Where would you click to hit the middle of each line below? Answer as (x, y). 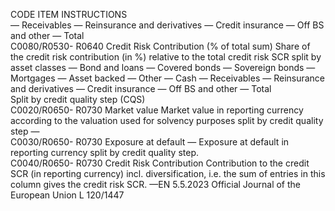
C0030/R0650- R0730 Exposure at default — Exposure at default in (150, 142)
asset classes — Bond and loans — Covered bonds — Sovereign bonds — (163, 67)
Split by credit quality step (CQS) (78, 99)
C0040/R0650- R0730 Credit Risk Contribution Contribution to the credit (160, 163)
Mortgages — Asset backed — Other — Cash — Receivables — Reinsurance (168, 78)
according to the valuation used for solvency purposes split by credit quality (167, 120)
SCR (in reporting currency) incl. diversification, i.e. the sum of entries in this (168, 173)
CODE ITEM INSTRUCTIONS (69, 14)
